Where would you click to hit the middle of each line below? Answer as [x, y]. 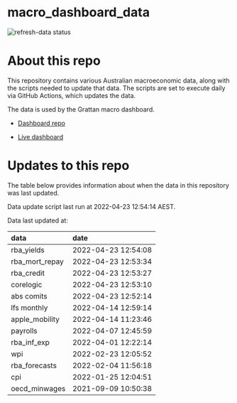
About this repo [54, 61]
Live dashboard [40, 136]
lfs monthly [29, 308]
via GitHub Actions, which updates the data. [72, 95]
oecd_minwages [38, 388]
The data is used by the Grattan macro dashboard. [81, 109]
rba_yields [28, 249]
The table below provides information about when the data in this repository [118, 185]
